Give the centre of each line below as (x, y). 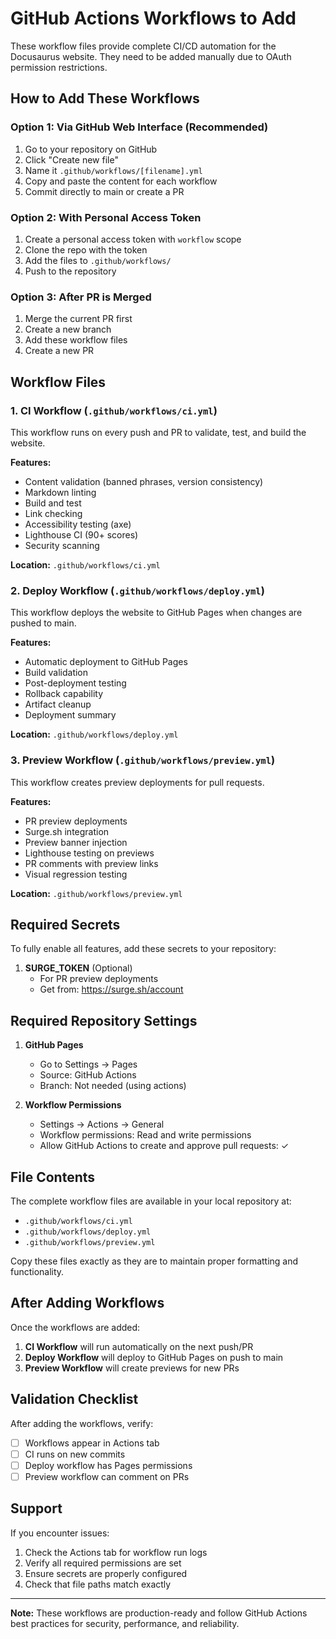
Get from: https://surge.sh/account (111, 989)
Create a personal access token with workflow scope (133, 239)
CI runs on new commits (75, 1454)
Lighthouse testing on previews (89, 853)
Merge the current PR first (78, 319)
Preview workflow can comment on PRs (107, 1476)
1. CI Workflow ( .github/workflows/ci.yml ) (114, 410)
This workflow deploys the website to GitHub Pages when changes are (156, 613)
